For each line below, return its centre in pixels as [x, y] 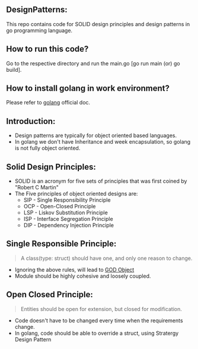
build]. [14, 69]
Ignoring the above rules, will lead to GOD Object [74, 269]
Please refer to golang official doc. [48, 103]
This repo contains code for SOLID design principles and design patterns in [98, 24]
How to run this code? [47, 49]
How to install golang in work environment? [88, 88]
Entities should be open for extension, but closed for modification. [101, 309]
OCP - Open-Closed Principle [60, 207]
